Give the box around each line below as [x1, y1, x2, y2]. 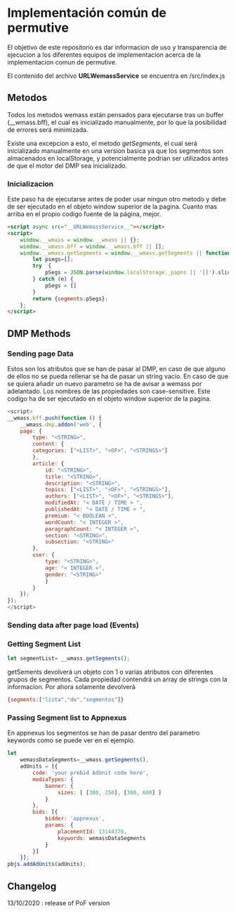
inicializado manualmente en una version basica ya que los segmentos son [7, 146, 223, 155]
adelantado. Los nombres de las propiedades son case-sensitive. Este [7, 387, 211, 395]
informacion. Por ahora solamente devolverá [7, 683, 136, 691]
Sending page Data [7, 349, 74, 359]
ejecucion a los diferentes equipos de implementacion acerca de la [7, 51, 202, 59]
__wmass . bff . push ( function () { [7, 414, 102, 422]
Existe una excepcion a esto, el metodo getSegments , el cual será [7, 139, 198, 147]
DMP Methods [7, 328, 72, 340]
